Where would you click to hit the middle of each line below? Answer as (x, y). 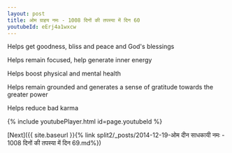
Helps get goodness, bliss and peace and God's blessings (91, 47)
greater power (28, 94)
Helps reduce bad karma (43, 108)
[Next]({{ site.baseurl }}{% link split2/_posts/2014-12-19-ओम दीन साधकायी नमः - (116, 135)
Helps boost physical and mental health (64, 73)
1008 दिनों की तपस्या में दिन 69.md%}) (54, 143)
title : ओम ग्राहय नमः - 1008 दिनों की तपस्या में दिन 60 (74, 20)
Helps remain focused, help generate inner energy (80, 60)
